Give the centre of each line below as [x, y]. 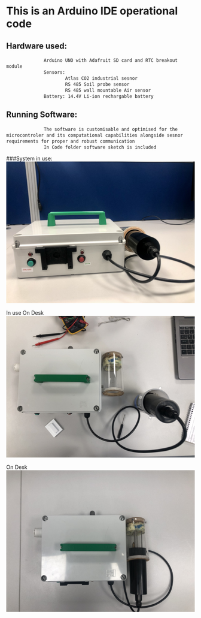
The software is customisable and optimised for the [111, 129]
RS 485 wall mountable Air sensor [108, 91]
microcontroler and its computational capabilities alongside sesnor [95, 135]
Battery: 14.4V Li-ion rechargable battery [99, 97]
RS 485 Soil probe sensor [97, 85]
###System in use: [29, 158]
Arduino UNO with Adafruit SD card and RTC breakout [111, 61]
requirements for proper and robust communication [71, 141]
